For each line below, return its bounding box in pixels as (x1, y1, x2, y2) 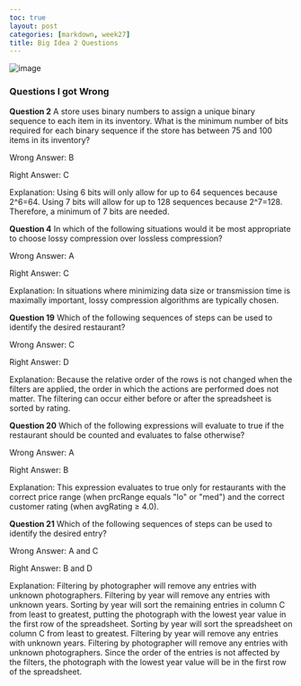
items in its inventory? (9, 134, 91, 145)
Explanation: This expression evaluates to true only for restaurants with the (9, 482, 287, 493)
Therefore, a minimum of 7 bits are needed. (9, 206, 170, 217)
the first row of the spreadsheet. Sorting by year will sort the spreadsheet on (9, 618, 293, 629)
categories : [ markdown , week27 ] (9, 30, 130, 39)
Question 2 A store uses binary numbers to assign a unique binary (9, 105, 256, 117)
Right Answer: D (9, 356, 69, 367)
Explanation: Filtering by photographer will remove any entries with (9, 580, 257, 591)
